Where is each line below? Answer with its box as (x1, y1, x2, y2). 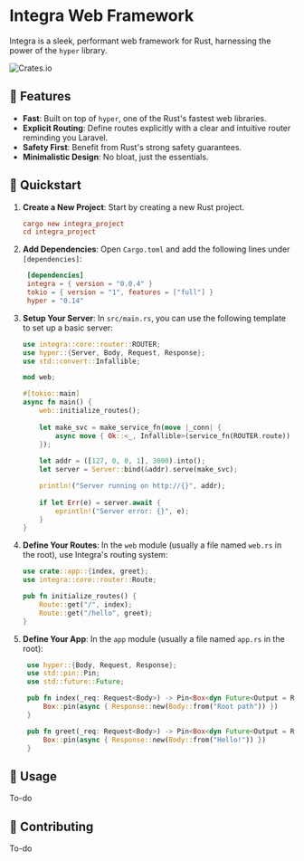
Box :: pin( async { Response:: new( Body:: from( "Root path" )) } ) (43, 703, 279, 712)
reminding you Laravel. (22, 132, 109, 143)
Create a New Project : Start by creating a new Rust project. (22, 201, 245, 213)
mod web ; (22, 373, 56, 382)
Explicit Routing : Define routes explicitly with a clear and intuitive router (22, 122, 291, 133)
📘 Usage (9, 769, 57, 784)
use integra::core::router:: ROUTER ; (22, 340, 161, 349)
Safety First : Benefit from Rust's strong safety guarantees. (22, 141, 242, 152)
